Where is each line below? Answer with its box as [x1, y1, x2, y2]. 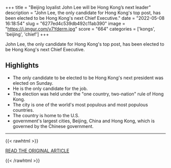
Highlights [5, 61, 39, 70]
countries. [12, 107, 34, 113]
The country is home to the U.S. [12, 112, 80, 118]
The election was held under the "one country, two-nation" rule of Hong [12, 91, 164, 97]
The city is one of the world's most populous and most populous [12, 102, 149, 108]
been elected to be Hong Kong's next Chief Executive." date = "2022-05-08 [5, 15, 165, 21]
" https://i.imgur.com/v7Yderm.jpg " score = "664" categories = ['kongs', [5, 26, 155, 32]
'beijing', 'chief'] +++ [5, 31, 49, 37]
